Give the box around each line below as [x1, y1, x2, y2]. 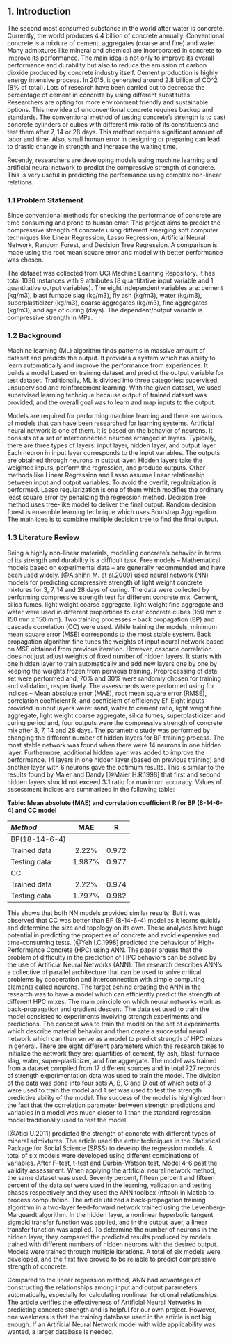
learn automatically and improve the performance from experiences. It [7, 361, 209, 369]
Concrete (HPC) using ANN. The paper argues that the [46, 946, 203, 954]
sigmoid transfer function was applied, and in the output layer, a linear [7, 1218, 208, 1226]
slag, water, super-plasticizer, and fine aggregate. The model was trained [7, 1056, 217, 1065]
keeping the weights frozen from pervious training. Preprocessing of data [7, 667, 218, 675]
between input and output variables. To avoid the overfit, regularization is [7, 478, 217, 486]
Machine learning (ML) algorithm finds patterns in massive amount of [7, 347, 206, 355]
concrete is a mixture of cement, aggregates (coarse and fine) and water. [7, 38, 217, 47]
